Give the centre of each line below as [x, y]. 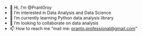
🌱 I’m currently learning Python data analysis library [61, 18]
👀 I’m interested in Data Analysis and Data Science [60, 13]
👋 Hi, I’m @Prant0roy [31, 8]
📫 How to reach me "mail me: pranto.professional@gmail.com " [73, 28]
